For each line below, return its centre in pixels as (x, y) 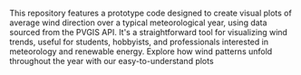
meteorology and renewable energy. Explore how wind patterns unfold (141, 52)
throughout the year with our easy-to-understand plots (112, 61)
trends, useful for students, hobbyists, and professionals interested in (139, 42)
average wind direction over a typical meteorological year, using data (138, 23)
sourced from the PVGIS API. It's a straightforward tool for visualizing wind (149, 32)
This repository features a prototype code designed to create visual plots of (150, 13)
